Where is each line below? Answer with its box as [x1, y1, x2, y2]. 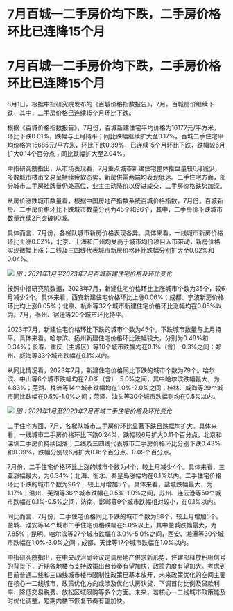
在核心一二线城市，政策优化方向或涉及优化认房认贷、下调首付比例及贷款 [7, 579, 214, 588]
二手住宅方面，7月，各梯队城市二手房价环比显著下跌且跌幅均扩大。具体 [7, 422, 212, 430]
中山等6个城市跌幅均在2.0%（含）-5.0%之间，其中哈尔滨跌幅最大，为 [19, 375, 221, 383]
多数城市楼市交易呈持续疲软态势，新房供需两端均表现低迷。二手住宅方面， [7, 173, 220, 182]
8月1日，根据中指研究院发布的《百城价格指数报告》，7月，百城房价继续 [7, 100, 209, 109]
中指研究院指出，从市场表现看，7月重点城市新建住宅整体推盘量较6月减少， [7, 164, 221, 173]
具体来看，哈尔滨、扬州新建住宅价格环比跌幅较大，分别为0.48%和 [19, 334, 209, 342]
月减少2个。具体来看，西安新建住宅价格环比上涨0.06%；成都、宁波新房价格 [7, 293, 224, 301]
